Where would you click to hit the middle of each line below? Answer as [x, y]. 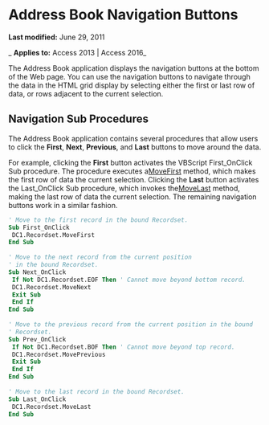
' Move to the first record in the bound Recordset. [98, 220]
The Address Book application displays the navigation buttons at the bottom [134, 68]
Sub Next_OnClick [37, 272]
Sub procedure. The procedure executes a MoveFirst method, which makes [132, 171]
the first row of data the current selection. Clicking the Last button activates [134, 179]
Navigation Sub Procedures [78, 119]
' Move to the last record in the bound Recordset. [96, 391]
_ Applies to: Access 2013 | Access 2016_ [77, 52]
